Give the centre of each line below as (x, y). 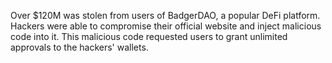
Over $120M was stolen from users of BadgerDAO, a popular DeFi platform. (165, 15)
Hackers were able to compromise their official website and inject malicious (166, 26)
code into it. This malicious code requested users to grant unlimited (149, 36)
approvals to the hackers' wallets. (79, 47)
